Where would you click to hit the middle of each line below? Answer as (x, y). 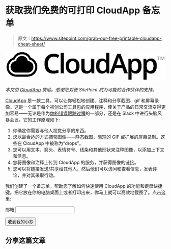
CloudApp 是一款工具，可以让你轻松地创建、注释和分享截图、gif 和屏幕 (80, 101)
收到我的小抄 (21, 222)
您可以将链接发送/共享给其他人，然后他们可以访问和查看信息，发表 (82, 169)
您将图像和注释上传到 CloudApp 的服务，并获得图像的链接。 (76, 163)
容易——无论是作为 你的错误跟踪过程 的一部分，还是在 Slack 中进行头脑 (83, 113)
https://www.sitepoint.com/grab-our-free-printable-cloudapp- (96, 38)
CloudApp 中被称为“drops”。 (53, 143)
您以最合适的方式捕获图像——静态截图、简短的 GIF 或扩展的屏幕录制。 (87, 137)
